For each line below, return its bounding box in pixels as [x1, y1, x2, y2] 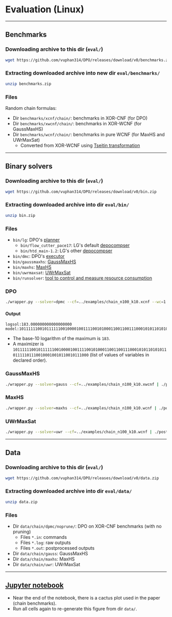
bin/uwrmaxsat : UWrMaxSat [12, 270, 71, 275]
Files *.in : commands [20, 534, 67, 540]
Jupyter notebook [5, 581, 64, 590]
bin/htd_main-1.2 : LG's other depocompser [20, 248, 113, 254]
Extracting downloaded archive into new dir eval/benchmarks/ [5, 69, 160, 77]
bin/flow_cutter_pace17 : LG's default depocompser [20, 242, 130, 248]
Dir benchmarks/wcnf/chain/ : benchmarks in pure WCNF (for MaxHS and [12, 131, 165, 137]
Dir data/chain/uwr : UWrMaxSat [12, 561, 80, 567]
